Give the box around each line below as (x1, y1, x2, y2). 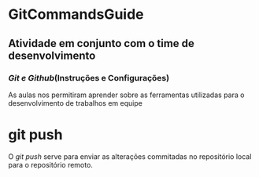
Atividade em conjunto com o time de (8, 37, 195, 50)
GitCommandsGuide (8, 5, 144, 23)
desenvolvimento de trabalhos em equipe (8, 98, 143, 107)
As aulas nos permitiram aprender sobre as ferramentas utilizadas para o (8, 90, 245, 99)
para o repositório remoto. (8, 160, 93, 169)
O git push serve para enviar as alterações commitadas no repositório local (8, 151, 252, 161)
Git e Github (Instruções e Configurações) (8, 72, 170, 83)
